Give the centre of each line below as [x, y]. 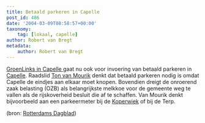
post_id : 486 [23, 18]
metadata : [19, 46]
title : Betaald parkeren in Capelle [53, 12]
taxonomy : [19, 29]
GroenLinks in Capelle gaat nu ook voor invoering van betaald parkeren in [99, 69]
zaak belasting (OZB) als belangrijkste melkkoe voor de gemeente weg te [99, 88]
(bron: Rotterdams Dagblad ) [41, 113]
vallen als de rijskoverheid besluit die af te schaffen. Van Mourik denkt [95, 94]
